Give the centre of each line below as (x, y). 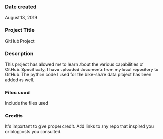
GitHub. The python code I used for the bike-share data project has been (78, 74)
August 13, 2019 (21, 18)
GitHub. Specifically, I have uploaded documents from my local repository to (82, 69)
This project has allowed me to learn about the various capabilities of (74, 64)
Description (19, 53)
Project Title (20, 30)
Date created (21, 7)
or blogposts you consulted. (33, 132)
